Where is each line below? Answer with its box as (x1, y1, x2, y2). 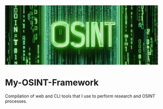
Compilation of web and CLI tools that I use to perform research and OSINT (5, 93, 155, 99)
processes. (5, 98, 28, 104)
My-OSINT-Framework (5, 77, 99, 88)
